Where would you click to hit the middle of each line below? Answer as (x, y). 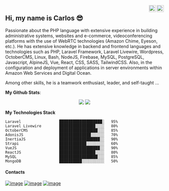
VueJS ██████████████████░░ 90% (62, 148)
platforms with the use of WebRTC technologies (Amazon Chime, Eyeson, (81, 41)
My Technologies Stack (30, 112)
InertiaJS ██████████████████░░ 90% (62, 139)
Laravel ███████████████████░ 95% (62, 122)
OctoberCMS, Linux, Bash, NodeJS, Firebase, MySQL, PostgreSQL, (75, 57)
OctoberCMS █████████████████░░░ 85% (62, 130)
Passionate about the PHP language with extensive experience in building (81, 30)
